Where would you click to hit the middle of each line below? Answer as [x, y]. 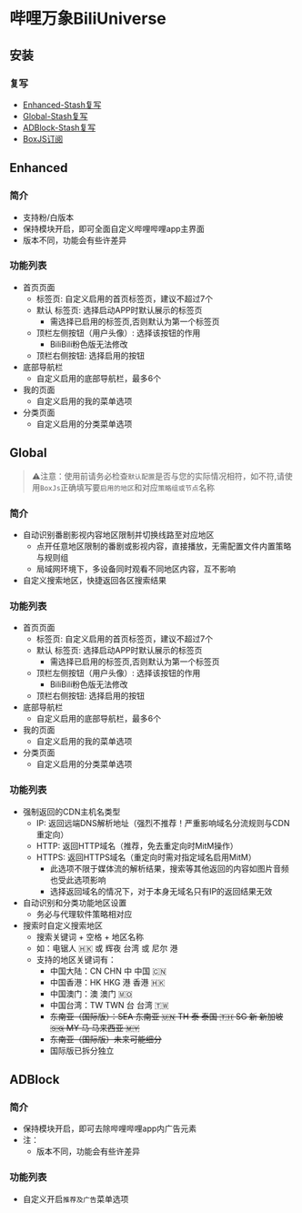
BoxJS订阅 [43, 138]
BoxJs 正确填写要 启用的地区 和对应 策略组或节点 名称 [127, 487]
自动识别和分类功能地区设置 [75, 903]
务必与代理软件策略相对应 [84, 914]
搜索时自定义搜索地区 [62, 925]
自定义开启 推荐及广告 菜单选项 [75, 1198]
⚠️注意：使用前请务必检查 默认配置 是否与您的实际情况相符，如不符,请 [158, 476]
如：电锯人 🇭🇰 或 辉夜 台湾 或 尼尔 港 [107, 948]
